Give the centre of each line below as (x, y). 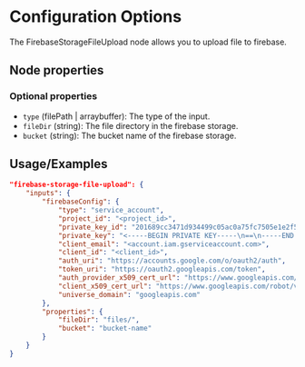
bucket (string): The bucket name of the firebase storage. (129, 135)
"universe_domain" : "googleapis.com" (129, 294)
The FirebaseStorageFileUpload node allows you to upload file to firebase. (148, 42)
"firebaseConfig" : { (81, 202)
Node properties (57, 70)
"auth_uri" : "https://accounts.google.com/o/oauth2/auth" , (172, 261)
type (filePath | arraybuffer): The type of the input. (116, 116)
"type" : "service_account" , (111, 211)
